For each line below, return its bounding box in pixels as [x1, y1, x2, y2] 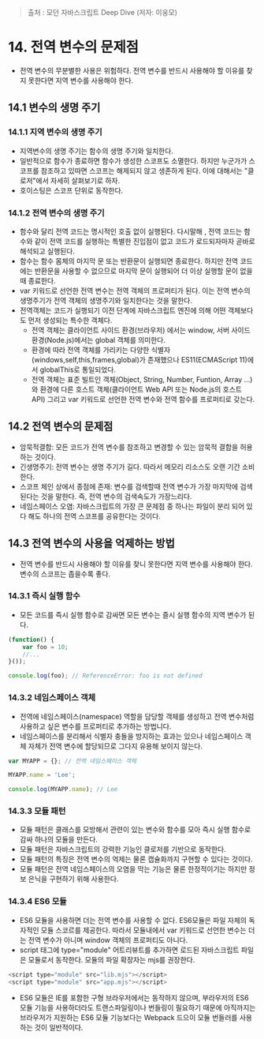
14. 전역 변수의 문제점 [8, 39, 139, 56]
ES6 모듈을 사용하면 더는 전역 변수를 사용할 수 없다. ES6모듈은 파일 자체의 [19, 915, 247, 925]
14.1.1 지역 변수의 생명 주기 [8, 126, 102, 137]
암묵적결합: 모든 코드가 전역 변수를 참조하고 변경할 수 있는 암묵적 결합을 [19, 442, 239, 452]
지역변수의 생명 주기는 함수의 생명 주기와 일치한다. [19, 146, 173, 156]
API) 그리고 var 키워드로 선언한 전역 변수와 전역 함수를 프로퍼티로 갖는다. [31, 394, 255, 403]
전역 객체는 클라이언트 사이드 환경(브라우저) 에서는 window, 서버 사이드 [31, 325, 251, 335]
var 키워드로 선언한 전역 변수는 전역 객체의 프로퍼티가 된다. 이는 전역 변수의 [19, 286, 251, 295]
